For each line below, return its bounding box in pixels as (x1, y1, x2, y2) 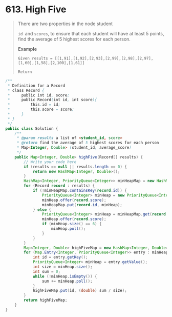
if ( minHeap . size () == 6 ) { (41, 222, 102, 227)
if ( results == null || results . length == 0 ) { (24, 164, 127, 169)
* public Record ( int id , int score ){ (7, 97, 97, 103)
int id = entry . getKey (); (32, 255, 88, 260)
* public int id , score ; (7, 92, 70, 98)
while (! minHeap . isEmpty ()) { (32, 273, 97, 279)
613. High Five (5, 4, 67, 15)
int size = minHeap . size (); (32, 264, 93, 270)
